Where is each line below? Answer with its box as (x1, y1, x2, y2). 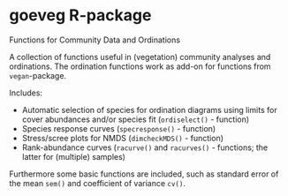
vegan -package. (9, 70, 67, 80)
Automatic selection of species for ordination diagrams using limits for (21, 104, 277, 115)
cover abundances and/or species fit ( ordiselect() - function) (21, 114, 250, 124)
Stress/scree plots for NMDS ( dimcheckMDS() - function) (21, 132, 224, 143)
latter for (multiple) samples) (21, 151, 126, 162)
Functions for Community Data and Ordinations (9, 34, 181, 45)
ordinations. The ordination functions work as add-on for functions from (9, 61, 271, 72)
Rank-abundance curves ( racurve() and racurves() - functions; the (21, 142, 268, 153)
